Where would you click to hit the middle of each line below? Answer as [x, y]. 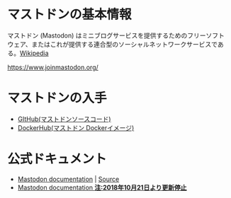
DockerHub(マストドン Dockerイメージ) [76, 127]
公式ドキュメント [57, 159]
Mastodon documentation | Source [68, 179]
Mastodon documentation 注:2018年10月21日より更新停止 [102, 187]
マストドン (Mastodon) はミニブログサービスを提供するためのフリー [107, 35]
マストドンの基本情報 [70, 14]
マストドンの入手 [57, 98]
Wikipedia [34, 53]
